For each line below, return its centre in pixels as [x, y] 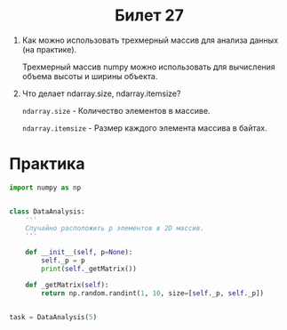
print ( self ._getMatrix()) [89, 269]
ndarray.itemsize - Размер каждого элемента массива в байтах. [145, 128]
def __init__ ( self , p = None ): [79, 253]
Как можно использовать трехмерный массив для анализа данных [150, 40]
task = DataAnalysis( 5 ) [53, 317]
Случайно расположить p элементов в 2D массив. [115, 228]
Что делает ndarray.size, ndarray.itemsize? [101, 93]
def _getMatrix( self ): [67, 285]
